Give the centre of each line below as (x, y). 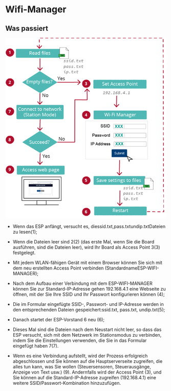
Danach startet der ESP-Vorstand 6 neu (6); (59, 320)
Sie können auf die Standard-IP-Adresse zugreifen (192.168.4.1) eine (84, 378)
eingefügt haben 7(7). (36, 346)
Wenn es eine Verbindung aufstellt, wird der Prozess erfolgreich (80, 356)
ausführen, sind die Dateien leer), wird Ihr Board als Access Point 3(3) (86, 248)
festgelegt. (24, 253)
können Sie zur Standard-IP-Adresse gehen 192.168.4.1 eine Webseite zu (89, 289)
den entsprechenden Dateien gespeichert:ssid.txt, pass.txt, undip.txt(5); (89, 310)
